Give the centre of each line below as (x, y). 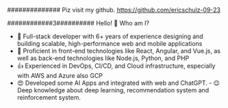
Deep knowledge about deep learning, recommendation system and (113, 90)
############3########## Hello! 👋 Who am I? (78, 23)
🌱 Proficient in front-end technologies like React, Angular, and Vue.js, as (119, 51)
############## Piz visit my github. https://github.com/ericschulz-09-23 (114, 10)
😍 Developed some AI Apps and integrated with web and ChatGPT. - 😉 (118, 83)
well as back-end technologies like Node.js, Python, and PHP (103, 58)
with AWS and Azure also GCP (60, 76)
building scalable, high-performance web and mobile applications (110, 43)
